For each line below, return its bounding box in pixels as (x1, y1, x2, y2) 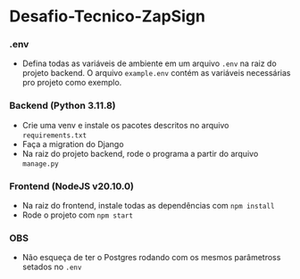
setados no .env (21, 261, 82, 273)
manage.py (21, 159, 60, 168)
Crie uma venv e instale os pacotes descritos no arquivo (21, 119, 229, 130)
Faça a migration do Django (21, 138, 124, 149)
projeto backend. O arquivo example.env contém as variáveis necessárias (21, 68, 291, 78)
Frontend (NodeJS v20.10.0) (9, 180, 135, 193)
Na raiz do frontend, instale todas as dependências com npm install (21, 201, 275, 211)
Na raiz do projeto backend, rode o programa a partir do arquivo (21, 148, 259, 159)
